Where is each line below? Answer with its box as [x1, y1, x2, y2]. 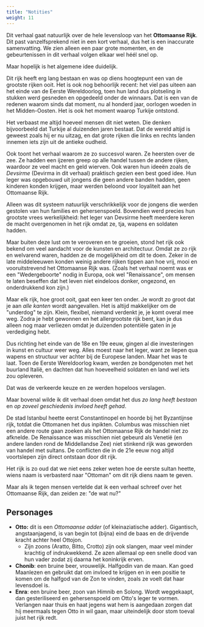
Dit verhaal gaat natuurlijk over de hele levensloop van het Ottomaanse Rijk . [6, 31, 198, 38]
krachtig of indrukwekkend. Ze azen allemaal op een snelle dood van [24, 550, 197, 557]
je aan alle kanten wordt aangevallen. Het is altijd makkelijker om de [6, 302, 177, 309]
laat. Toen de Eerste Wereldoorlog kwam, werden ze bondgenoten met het [6, 359, 194, 367]
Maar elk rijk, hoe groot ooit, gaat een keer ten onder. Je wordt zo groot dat [6, 295, 195, 303]
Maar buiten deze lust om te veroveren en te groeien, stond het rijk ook [6, 238, 185, 246]
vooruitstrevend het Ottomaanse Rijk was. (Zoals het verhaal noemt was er [6, 264, 194, 271]
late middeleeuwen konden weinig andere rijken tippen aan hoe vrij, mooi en [6, 257, 198, 265]
